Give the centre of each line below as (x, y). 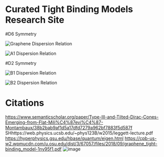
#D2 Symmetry (21, 63)
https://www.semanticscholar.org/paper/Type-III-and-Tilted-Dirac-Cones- (82, 117)
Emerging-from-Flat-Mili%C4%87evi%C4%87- (54, 122)
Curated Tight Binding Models (69, 9)
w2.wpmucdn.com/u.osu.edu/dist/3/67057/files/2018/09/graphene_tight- (81, 143)
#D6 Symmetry (21, 34)
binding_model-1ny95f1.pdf (33, 149)
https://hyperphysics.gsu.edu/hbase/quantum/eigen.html (64, 138)
